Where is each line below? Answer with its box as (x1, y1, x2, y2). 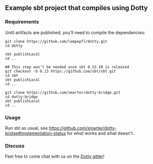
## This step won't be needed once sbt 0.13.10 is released (5, 64, 130, 70)
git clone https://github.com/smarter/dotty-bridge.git (5, 90, 120, 95)
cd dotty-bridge (5, 94, 38, 99)
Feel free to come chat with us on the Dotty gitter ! (5, 153, 105, 160)
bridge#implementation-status (5, 130, 66, 136)
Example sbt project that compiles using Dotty (5, 4, 148, 12)
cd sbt (5, 73, 18, 78)
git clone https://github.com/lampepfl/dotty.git (5, 39, 108, 44)
